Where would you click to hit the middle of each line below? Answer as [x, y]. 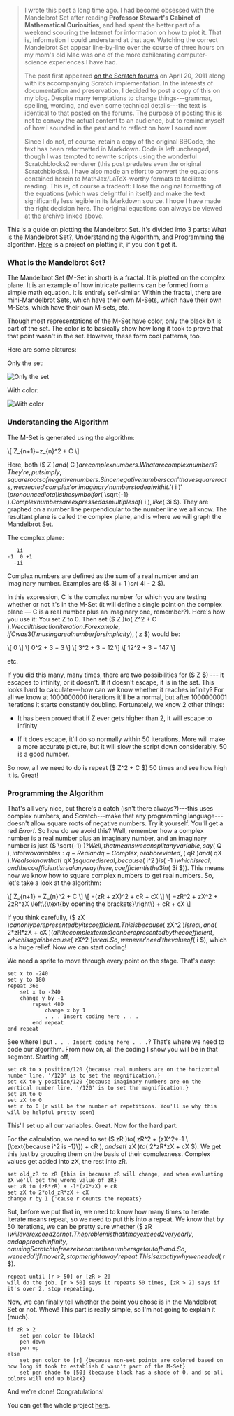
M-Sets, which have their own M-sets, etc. [68, 308]
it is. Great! [23, 775]
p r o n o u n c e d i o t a [32, 494]
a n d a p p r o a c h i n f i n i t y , [38, 1241]
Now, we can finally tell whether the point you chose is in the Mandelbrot [112, 1302]
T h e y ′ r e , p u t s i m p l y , [35, 472]
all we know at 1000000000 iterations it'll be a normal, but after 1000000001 [117, 697]
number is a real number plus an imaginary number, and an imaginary [107, 838]
